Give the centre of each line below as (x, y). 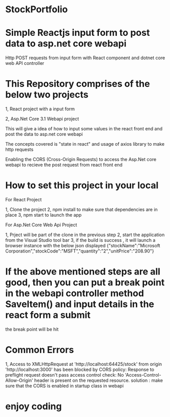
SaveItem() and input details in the (80, 304)
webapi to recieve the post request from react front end (64, 165)
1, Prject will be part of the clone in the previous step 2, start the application (85, 235)
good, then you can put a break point (85, 283)
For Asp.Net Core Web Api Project (41, 225)
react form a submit (48, 315)
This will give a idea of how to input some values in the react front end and (84, 129)
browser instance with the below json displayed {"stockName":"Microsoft (83, 246)
